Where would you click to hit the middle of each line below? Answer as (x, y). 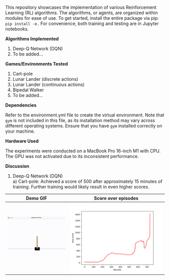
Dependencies (21, 105)
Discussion (17, 166)
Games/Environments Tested (37, 64)
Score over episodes (116, 198)
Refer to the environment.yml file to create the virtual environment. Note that (85, 115)
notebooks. (17, 29)
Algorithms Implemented (32, 39)
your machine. (20, 131)
